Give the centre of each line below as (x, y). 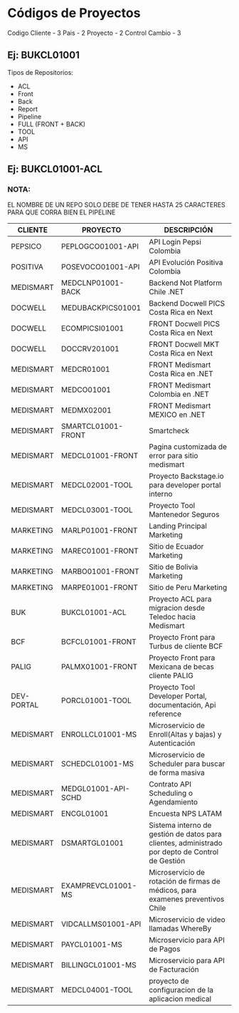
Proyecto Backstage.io (186, 477)
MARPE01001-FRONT (100, 588)
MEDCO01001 (86, 390)
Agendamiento (173, 802)
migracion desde (177, 608)
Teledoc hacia (172, 617)
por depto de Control (184, 852)
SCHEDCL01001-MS (97, 764)
